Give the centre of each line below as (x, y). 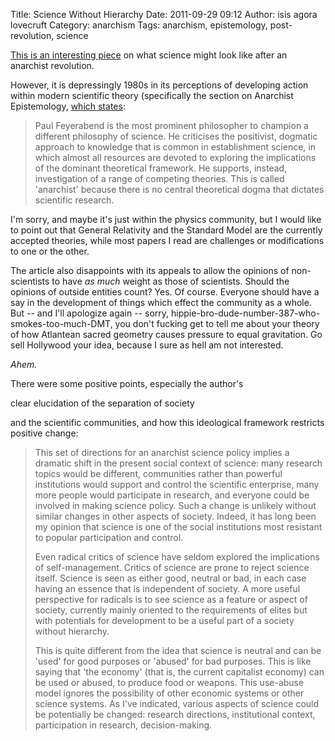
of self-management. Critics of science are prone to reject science (172, 567)
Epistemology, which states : (68, 106)
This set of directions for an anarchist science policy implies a (162, 452)
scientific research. (74, 200)
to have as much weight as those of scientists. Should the (170, 281)
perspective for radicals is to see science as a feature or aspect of (171, 599)
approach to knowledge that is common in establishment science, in (175, 147)
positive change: (44, 433)
